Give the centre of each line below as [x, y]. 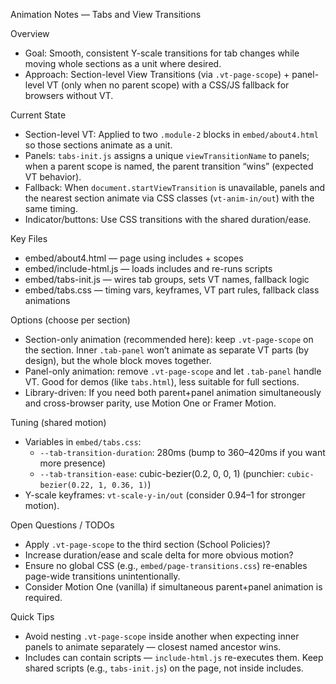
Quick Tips [32, 617]
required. [43, 597]
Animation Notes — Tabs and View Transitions [106, 14]
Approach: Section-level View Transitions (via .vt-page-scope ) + [157, 74]
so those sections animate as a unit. [98, 145]
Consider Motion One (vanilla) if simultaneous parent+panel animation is [173, 587]
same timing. [51, 208]
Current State [38, 115]
